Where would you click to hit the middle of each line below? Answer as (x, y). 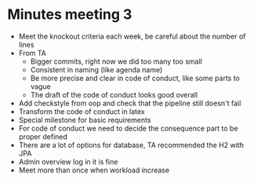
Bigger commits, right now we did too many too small (116, 61)
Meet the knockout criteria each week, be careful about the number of (132, 36)
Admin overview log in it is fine (68, 161)
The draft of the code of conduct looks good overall (114, 94)
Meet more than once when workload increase (94, 170)
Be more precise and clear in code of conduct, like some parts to (135, 78)
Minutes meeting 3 (70, 15)
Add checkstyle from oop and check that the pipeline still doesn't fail (130, 103)
